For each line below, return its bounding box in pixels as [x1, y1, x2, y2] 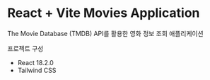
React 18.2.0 [17, 58, 54, 67]
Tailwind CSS [17, 66, 57, 74]
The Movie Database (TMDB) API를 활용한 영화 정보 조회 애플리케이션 [7, 29, 204, 38]
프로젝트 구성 [7, 44, 44, 52]
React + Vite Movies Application [7, 5, 200, 21]
